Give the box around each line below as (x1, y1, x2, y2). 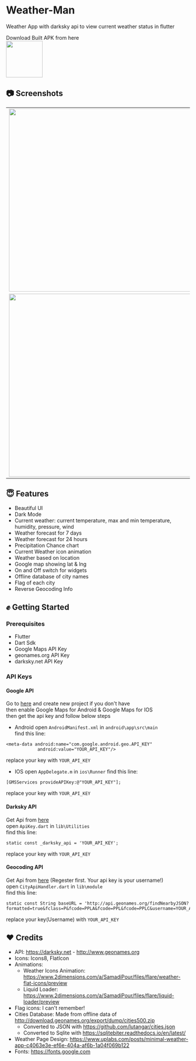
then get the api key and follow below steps (6, 713, 111, 720)
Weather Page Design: (14, 1035, 69, 1042)
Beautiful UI (14, 504, 43, 511)
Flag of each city (14, 579, 55, 586)
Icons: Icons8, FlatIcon (14, 954, 69, 961)
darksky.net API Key (14, 658, 63, 665)
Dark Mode (14, 511, 42, 518)
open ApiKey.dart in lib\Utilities (6, 822, 90, 829)
